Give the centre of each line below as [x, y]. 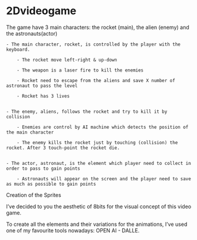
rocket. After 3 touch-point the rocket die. [63, 148]
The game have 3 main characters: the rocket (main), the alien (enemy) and [98, 27]
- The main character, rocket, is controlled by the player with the [93, 44]
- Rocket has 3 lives [43, 96]
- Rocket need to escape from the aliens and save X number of [96, 80]
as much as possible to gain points [51, 184]
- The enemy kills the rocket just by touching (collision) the [97, 142]
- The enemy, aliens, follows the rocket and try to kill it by [87, 111]
